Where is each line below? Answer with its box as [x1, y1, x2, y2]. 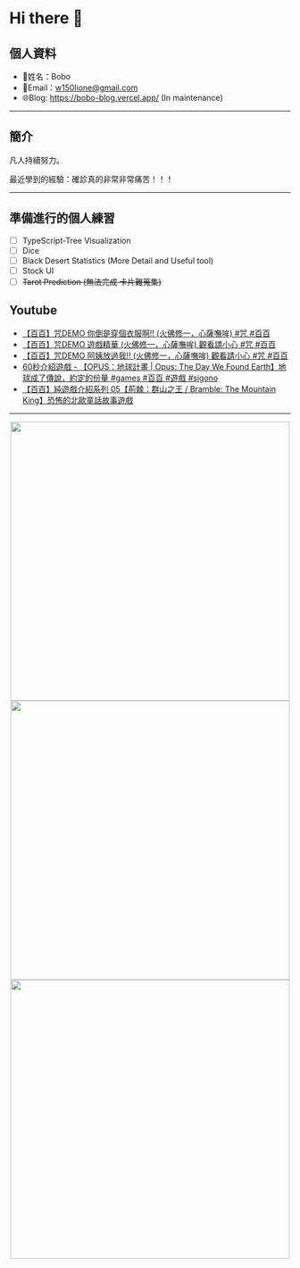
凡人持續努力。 [9, 154, 64, 165]
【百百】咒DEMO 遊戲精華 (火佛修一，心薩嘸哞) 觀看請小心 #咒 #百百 [21, 338, 277, 349]
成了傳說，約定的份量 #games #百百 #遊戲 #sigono [29, 372, 219, 383]
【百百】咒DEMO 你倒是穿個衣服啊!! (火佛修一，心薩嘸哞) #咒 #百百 [21, 328, 271, 338]
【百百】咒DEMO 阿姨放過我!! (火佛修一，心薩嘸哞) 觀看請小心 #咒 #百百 [21, 350, 288, 361]
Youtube [9, 303, 58, 318]
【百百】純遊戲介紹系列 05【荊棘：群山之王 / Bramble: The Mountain [21, 383, 277, 394]
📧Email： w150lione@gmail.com [21, 82, 138, 93]
